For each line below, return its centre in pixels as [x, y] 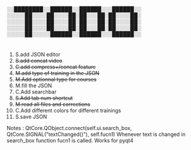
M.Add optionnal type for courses [56, 80]
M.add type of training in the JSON [57, 73]
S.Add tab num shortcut [44, 98]
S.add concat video [39, 61]
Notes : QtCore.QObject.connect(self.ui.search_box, [69, 128]
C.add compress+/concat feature [55, 67]
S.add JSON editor [38, 54]
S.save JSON [31, 117]
